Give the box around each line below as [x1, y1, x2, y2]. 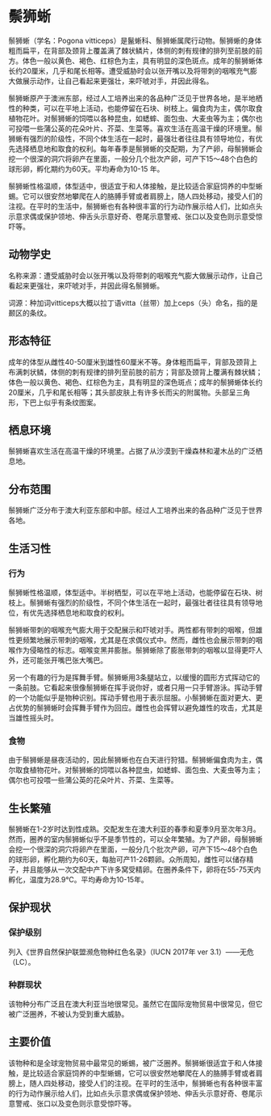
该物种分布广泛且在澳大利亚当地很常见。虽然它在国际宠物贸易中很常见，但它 [8, 999, 263, 1008]
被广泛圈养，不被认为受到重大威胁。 [8, 1008, 129, 1019]
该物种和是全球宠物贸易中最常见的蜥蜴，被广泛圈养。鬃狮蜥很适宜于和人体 [8, 1058, 256, 1067]
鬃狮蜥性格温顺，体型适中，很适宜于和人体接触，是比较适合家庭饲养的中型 [8, 181, 256, 191]
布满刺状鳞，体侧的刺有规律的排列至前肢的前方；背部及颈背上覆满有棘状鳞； [8, 367, 263, 377]
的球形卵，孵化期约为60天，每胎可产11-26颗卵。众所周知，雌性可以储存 [8, 854, 248, 864]
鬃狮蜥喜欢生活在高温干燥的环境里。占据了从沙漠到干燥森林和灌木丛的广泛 [8, 446, 256, 456]
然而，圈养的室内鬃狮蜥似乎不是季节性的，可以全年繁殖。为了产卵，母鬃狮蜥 [8, 834, 263, 843]
